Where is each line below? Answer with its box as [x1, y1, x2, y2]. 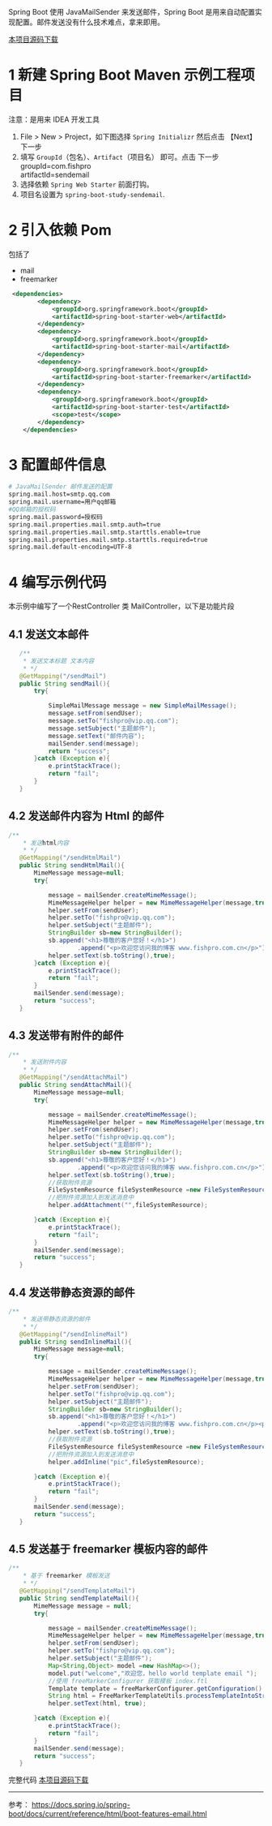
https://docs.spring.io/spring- [31, 1800, 131, 1810]
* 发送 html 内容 [23, 839, 70, 847]
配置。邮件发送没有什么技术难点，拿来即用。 [15, 17, 164, 27]
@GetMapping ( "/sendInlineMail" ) [19, 1330, 129, 1338]
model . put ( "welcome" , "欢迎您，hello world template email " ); [48, 1669, 257, 1678]
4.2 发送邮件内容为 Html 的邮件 [8, 810, 164, 823]
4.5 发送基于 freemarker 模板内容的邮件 [8, 1542, 208, 1556]
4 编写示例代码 [8, 573, 107, 591]
